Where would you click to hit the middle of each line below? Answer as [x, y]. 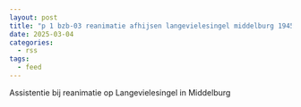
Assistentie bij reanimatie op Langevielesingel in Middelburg [120, 92]
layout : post [34, 17]
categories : [31, 42]
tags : [19, 59]
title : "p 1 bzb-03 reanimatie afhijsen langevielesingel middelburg [142, 26]
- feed [30, 68]
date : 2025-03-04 [42, 34]
